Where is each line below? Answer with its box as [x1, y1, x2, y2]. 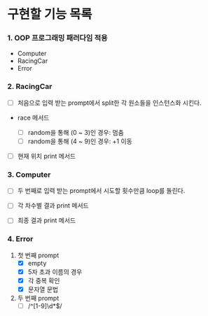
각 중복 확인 [27, 276, 60, 285]
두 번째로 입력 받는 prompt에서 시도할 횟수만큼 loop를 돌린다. [17, 187, 186, 195]
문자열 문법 [27, 285, 58, 294]
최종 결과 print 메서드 [17, 216, 76, 224]
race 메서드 [17, 113, 50, 122]
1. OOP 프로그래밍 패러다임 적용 [7, 33, 108, 43]
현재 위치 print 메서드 [17, 152, 76, 160]
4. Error [7, 234, 34, 244]
